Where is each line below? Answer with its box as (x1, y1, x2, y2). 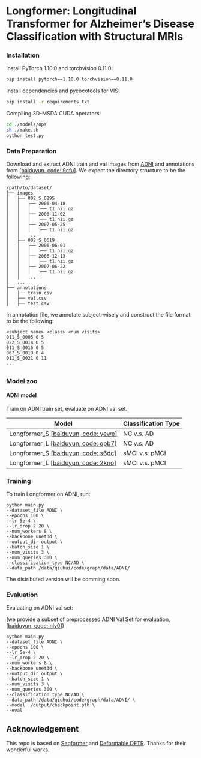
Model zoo (6, 377, 38, 385)
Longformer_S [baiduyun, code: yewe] (9, 429, 118, 438)
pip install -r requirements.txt (6, 99, 90, 105)
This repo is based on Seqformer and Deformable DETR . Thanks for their (6, 740, 186, 747)
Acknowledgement (6, 724, 79, 734)
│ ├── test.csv (6, 300, 50, 307)
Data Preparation (6, 147, 57, 155)
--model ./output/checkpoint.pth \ (6, 702, 95, 708)
